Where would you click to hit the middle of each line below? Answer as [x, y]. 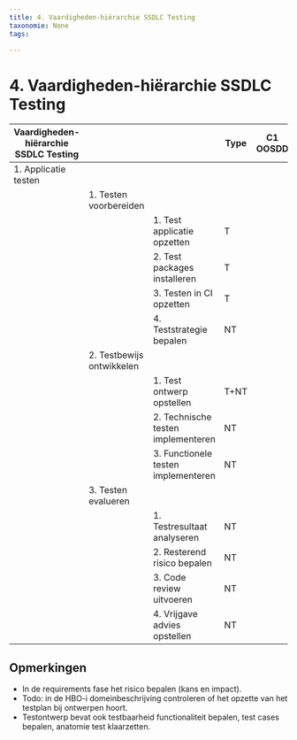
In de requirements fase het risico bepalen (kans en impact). [132, 689]
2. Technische [183, 417]
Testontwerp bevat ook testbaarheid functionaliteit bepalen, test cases [151, 717]
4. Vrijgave [175, 614]
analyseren [176, 538]
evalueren [109, 501]
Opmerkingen [48, 668]
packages [174, 268]
